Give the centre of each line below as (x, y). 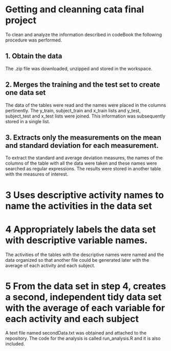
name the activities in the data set (79, 206)
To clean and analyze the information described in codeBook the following (84, 34)
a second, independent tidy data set (83, 297)
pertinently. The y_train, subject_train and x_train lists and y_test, (73, 110)
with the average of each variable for (85, 308)
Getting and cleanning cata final (75, 9)
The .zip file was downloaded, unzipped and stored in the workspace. (79, 68)
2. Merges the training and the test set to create (83, 85)
